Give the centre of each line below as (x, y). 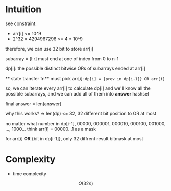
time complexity (30, 173)
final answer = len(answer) (33, 104)
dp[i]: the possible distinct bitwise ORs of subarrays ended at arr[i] (75, 68)
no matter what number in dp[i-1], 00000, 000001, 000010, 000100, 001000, (86, 123)
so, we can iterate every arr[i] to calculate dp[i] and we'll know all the (78, 88)
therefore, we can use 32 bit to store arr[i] (49, 49)
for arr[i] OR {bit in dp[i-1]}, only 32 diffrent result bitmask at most (74, 138)
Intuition (23, 9)
